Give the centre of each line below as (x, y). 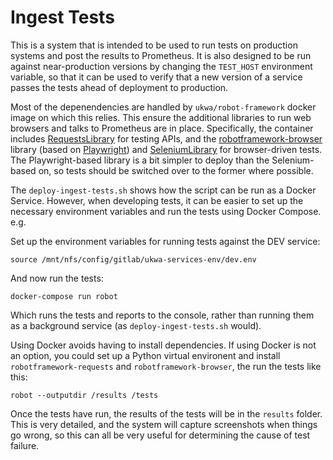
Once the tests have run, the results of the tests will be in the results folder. (166, 413)
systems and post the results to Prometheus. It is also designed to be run (161, 55)
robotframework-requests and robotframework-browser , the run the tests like (166, 366)
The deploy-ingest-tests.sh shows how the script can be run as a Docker (163, 190)
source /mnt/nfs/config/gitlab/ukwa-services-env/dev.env (133, 259)
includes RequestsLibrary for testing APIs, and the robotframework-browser (166, 138)
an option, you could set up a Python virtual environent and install (145, 355)
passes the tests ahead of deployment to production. (119, 87)
